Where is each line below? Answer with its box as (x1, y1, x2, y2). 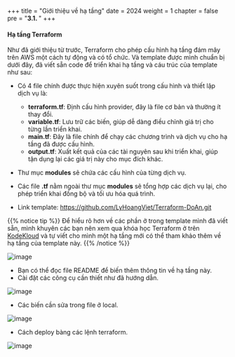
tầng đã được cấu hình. (27, 140, 95, 149)
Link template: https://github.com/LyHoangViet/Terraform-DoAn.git (17, 203, 212, 212)
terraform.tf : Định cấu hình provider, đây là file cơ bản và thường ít (27, 102, 221, 112)
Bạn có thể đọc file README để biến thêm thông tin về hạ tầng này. (17, 267, 213, 275)
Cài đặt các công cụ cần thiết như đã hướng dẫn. (17, 274, 159, 282)
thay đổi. (27, 110, 54, 119)
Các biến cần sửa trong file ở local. (17, 301, 119, 309)
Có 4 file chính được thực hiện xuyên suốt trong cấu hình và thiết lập (17, 81, 216, 90)
